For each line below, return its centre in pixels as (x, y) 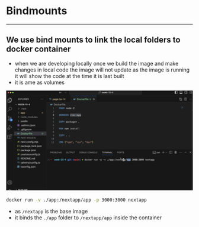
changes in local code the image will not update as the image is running (102, 70)
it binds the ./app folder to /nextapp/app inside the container (88, 218)
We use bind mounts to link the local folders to (93, 40)
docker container (38, 49)
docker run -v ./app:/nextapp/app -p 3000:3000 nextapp (76, 200)
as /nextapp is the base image (51, 212)
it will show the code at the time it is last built (69, 76)
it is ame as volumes (40, 82)
